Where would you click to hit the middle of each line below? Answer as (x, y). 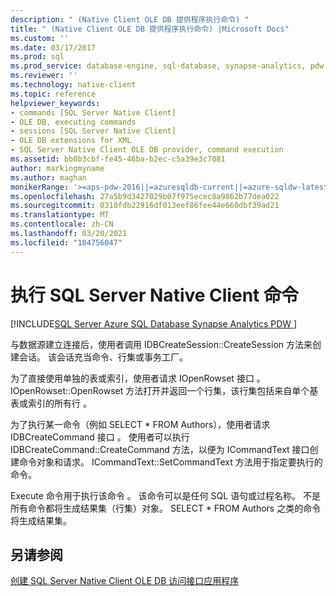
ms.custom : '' (40, 38)
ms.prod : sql (37, 57)
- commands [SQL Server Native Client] (93, 112)
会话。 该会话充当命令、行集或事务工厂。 (103, 357)
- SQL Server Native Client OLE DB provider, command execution (147, 150)
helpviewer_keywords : (55, 103)
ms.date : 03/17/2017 (53, 47)
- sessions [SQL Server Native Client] (93, 131)
